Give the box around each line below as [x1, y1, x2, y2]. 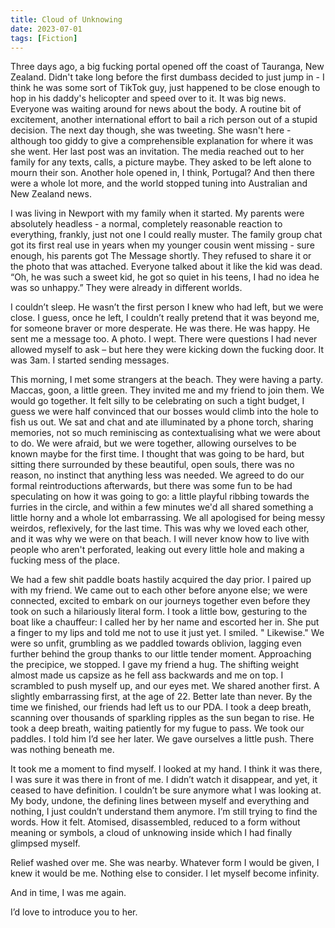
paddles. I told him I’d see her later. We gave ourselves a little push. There [10, 733, 315, 745]
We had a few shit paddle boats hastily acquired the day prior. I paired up [10, 574, 312, 586]
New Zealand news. [10, 188, 92, 200]
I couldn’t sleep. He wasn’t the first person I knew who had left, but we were [10, 301, 324, 313]
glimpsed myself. [10, 837, 81, 850]
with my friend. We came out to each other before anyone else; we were [10, 584, 308, 596]
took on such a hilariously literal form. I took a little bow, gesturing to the [10, 606, 308, 618]
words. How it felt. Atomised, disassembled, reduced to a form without [10, 816, 301, 828]
